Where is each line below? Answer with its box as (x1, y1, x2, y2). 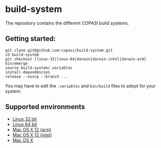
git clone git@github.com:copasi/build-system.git (5, 47, 113, 53)
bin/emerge (5, 61, 28, 66)
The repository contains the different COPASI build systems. (5, 20, 129, 26)
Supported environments (5, 102, 85, 111)
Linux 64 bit (12, 121, 37, 127)
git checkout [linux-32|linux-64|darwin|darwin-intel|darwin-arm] (5, 56, 146, 61)
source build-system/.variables (5, 65, 72, 70)
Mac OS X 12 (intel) (12, 131, 52, 138)
